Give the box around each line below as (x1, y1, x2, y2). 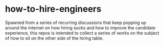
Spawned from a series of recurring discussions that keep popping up (5, 20, 146, 25)
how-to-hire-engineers (5, 3, 102, 15)
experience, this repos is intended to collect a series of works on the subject (5, 30, 159, 36)
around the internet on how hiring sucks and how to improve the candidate (5, 24, 156, 30)
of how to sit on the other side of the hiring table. (5, 35, 104, 41)
